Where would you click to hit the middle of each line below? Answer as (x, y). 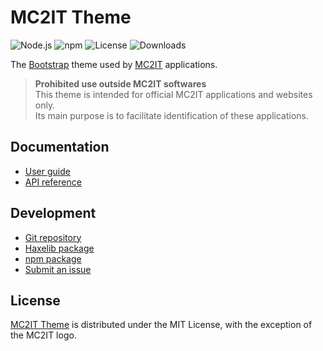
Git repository (53, 237)
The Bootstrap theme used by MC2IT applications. (114, 64)
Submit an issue (58, 269)
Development (53, 213)
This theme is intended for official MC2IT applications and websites (173, 94)
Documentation (60, 147)
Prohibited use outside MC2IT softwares (120, 83)
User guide (47, 171)
